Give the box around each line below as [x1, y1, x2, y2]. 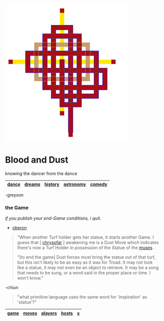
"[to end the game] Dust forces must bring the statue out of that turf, [17, 254, 156, 260]
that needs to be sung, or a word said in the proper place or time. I [17, 270, 151, 276]
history [44, 181, 60, 187]
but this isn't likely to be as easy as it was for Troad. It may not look [17, 259, 153, 266]
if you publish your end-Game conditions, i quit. [5, 215, 101, 222]
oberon [12, 225, 27, 231]
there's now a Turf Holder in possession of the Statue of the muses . [17, 245, 155, 251]
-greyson [5, 192, 23, 198]
